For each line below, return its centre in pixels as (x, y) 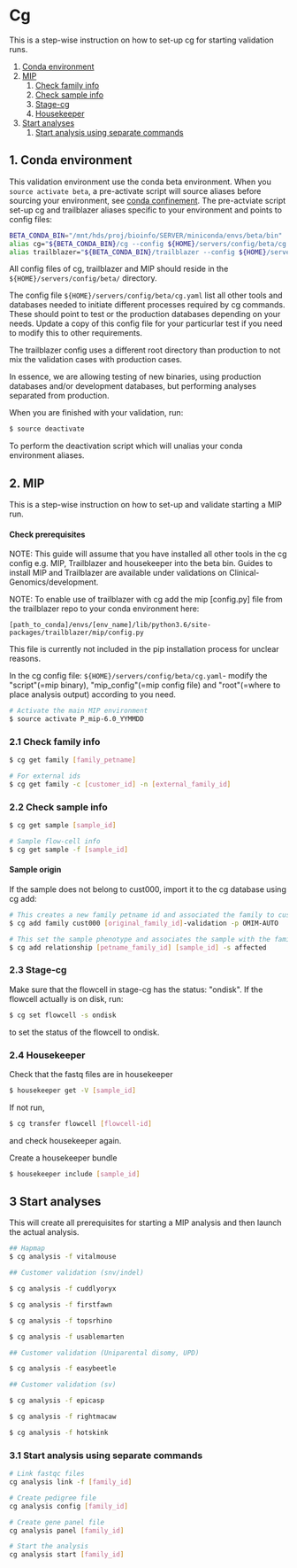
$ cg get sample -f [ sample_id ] (69, 850)
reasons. (25, 659)
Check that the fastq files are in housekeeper (91, 1075)
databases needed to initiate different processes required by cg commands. (147, 305)
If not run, (27, 1107)
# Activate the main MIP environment (79, 711)
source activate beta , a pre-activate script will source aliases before (135, 190)
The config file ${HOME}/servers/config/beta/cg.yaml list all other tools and (146, 295)
